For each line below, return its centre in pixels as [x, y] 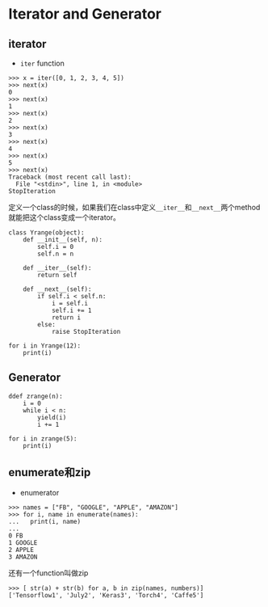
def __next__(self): [57, 289]
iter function [42, 63]
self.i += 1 [71, 310]
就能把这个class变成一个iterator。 [65, 217]
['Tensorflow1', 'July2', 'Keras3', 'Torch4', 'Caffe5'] [106, 595]
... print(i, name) [45, 521]
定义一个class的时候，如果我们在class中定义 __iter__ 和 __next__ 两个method [134, 207]
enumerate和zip [50, 472]
